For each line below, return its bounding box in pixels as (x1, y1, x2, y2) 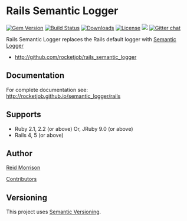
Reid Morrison (6, 164, 41, 171)
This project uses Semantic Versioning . (6, 208, 101, 216)
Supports (6, 110, 41, 120)
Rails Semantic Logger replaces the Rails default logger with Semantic (6, 35, 177, 42)
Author (6, 149, 32, 159)
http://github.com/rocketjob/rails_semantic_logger (14, 53, 137, 60)
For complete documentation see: (6, 86, 88, 93)
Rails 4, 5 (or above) (14, 131, 64, 138)
